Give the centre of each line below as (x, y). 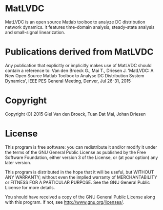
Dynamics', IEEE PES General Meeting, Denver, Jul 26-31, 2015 (68, 81)
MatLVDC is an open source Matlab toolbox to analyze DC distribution (75, 22)
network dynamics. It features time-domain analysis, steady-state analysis (80, 27)
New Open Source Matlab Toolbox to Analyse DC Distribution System (75, 75)
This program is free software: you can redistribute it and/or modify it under (81, 147)
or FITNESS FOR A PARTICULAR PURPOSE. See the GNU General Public (78, 182)
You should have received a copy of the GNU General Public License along (80, 197)
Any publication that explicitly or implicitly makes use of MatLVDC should (79, 65)
